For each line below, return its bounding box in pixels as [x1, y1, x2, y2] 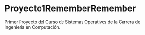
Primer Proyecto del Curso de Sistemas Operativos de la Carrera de [4, 19, 141, 25]
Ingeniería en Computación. [4, 24, 61, 30]
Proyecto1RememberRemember [4, 3, 136, 14]
